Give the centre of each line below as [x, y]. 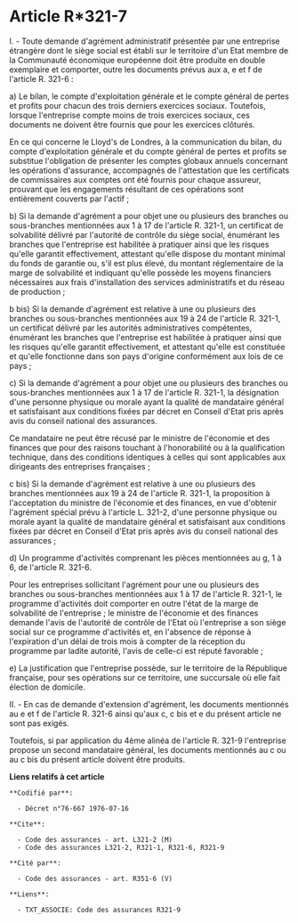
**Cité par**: [36, 863]
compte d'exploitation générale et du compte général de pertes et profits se [148, 151]
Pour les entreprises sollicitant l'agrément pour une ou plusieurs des [134, 584]
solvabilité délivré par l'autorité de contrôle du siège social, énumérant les [145, 234]
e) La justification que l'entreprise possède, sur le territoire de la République [148, 668]
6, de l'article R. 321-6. [50, 567]
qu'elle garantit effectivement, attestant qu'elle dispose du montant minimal [148, 253]
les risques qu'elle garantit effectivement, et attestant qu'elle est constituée [147, 347]
